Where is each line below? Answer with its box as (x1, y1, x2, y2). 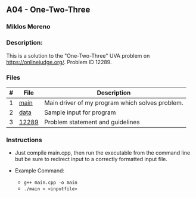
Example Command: (14, 167, 64, 174)
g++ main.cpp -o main (23, 180, 77, 186)
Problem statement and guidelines (44, 118, 140, 126)
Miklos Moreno (6, 23, 51, 31)
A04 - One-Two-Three (6, 5, 91, 15)
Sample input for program (44, 108, 116, 117)
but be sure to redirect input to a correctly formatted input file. (14, 156, 168, 163)
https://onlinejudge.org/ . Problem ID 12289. (6, 58, 112, 65)
